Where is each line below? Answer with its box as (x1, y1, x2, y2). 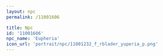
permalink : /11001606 (6, 14, 60, 20)
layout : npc (6, 8, 36, 15)
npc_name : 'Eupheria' (6, 36, 60, 42)
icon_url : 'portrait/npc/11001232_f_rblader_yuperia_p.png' (6, 41, 159, 47)
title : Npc (6, 25, 33, 31)
